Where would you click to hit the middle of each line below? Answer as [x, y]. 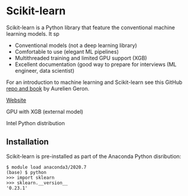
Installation [27, 142]
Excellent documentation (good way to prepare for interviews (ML [96, 64]
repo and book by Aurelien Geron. [48, 88]
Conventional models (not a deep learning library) [76, 45]
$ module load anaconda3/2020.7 [46, 167]
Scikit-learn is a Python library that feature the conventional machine [90, 27]
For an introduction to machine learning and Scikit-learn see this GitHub [94, 82]
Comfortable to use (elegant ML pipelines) [67, 51]
